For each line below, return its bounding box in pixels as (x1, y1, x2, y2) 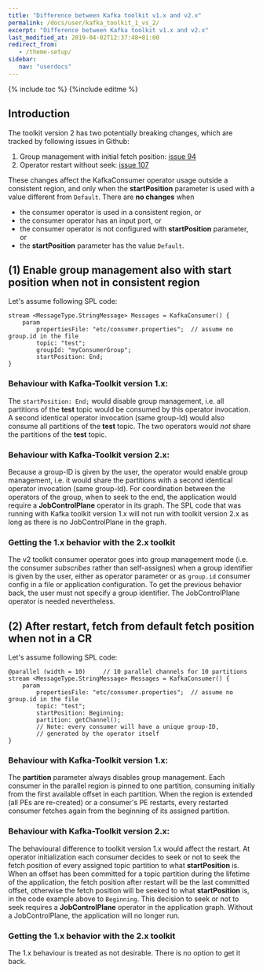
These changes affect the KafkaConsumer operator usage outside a (8, 175, 228, 185)
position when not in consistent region (8, 275, 200, 289)
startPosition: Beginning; (36, 709, 125, 717)
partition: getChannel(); (36, 716, 122, 724)
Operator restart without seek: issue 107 (19, 160, 149, 169)
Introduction (8, 107, 71, 120)
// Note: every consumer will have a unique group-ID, (36, 723, 220, 731)
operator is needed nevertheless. (8, 597, 115, 606)
